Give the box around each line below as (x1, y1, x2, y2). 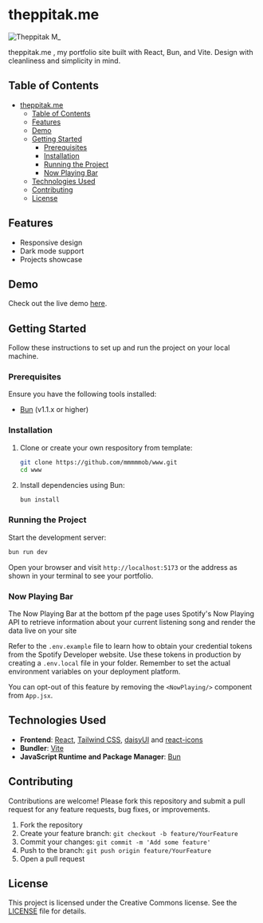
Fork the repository (19, 819, 84, 830)
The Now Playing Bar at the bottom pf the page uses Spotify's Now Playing (8, 608, 255, 619)
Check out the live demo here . (8, 299, 108, 308)
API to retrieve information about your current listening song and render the (8, 617, 256, 626)
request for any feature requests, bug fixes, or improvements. (8, 804, 210, 814)
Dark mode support (19, 245, 84, 256)
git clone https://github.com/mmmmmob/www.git (19, 458, 178, 466)
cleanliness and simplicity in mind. (8, 56, 121, 65)
